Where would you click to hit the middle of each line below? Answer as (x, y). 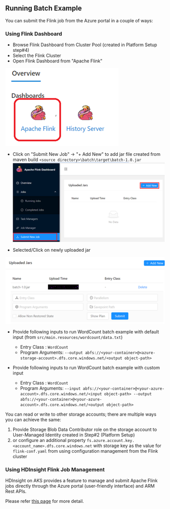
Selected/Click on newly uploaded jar (52, 250)
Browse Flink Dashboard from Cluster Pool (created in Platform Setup (85, 45)
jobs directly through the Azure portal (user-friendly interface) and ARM (80, 486)
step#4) (21, 50)
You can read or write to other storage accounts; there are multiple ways (81, 414)
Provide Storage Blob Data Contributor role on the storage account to (85, 429)
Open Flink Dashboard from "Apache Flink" (57, 61)
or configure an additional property (49, 440)
